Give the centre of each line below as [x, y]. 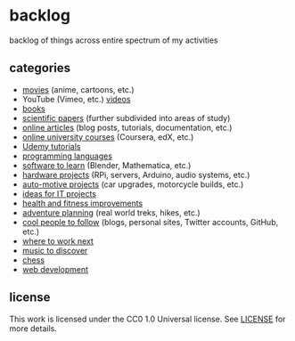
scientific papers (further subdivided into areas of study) [126, 118]
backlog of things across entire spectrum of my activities [114, 40]
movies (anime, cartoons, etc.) [78, 89]
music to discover [55, 250]
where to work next [57, 240]
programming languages [67, 156]
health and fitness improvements [82, 203]
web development [55, 269]
